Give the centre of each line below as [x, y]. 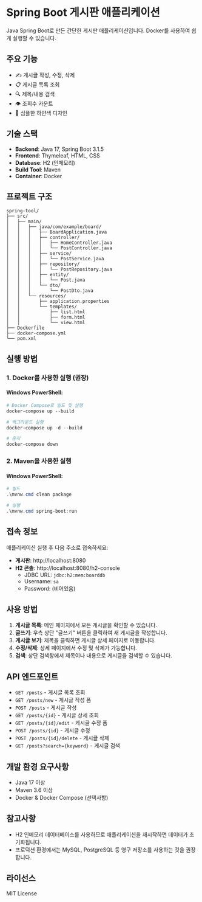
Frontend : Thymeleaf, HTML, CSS [57, 155]
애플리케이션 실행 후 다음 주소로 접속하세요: [57, 547]
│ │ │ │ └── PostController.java [59, 248]
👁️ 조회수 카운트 [34, 103]
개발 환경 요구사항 [38, 767]
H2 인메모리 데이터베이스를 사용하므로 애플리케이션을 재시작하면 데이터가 [101, 834]
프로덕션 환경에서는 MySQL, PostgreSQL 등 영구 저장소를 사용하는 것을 [100, 850]
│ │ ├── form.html [46, 317]
